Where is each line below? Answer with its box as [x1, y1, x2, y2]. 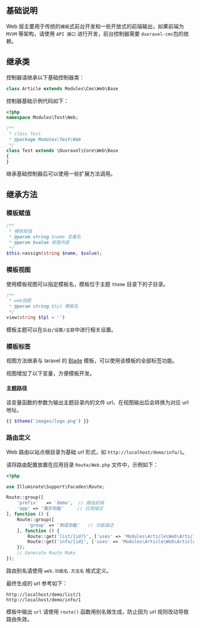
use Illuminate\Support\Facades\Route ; [6, 484, 105, 490]
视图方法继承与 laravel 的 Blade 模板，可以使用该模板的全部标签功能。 [6, 357, 178, 364]
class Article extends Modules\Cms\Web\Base [6, 85, 118, 91]
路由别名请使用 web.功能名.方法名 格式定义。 [6, 567, 112, 574]
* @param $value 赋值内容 [8, 239, 70, 245]
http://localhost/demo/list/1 [6, 592, 82, 598]
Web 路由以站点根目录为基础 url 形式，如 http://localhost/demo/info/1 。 [6, 448, 188, 455]
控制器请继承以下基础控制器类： [6, 73, 85, 81]
